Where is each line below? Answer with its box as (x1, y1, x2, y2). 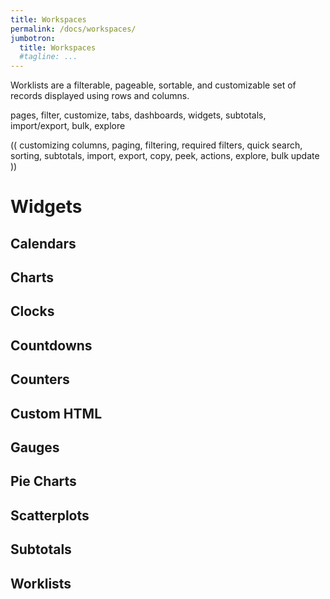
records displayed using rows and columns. (10, 90, 190, 102)
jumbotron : (10, 33, 56, 43)
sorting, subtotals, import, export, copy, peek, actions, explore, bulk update (10, 150, 320, 162)
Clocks (10, 303, 55, 320)
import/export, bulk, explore (10, 120, 126, 132)
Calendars (10, 235, 77, 252)
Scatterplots (10, 507, 90, 524)
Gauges (10, 439, 60, 456)
